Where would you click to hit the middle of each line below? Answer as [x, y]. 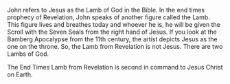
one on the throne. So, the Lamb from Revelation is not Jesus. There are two [115, 46]
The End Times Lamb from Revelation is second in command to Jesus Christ [115, 67]
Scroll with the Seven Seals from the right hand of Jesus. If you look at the [112, 32]
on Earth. [20, 74]
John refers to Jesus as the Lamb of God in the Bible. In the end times [106, 10]
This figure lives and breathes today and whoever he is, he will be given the [114, 24]
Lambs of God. [28, 54]
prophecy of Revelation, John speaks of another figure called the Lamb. [109, 17]
